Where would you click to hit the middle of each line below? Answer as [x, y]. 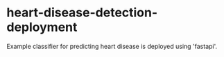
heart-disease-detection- [82, 13]
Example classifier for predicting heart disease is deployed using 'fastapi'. [112, 46]
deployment [42, 27]
